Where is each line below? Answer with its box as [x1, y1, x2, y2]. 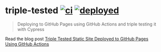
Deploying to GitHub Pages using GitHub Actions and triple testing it [17, 21, 157, 27]
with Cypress [17, 26, 45, 32]
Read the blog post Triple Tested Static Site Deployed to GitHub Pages [5, 36, 149, 42]
